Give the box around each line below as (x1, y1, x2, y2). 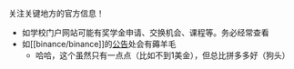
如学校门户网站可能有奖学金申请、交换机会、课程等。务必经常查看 (21, 27, 269, 38)
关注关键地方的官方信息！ (8, 8, 105, 18)
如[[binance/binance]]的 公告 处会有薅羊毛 (21, 39, 177, 49)
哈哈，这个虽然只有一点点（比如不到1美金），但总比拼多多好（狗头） (35, 50, 290, 61)
